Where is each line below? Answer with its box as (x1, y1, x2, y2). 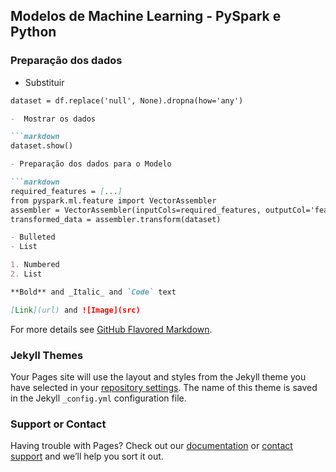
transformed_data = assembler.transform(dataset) (10, 214, 222, 224)
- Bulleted (10, 232, 56, 243)
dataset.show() (10, 141, 74, 151)
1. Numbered (10, 260, 60, 270)
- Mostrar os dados (10, 114, 97, 124)
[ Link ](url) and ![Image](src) (10, 305, 141, 315)
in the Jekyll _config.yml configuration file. (10, 392, 187, 404)
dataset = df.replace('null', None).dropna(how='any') (10, 95, 244, 106)
